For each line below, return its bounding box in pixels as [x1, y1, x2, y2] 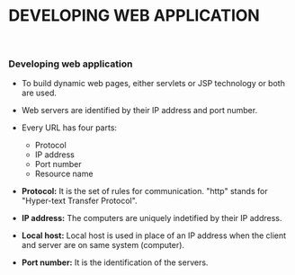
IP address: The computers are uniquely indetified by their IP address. [21, 213, 282, 224]
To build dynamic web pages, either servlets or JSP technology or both [21, 78, 285, 89]
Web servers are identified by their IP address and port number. [21, 105, 258, 116]
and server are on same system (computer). [21, 240, 185, 251]
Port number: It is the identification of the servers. [21, 257, 209, 268]
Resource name [34, 168, 94, 180]
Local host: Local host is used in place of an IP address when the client [21, 230, 287, 241]
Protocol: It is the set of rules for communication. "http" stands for [21, 186, 268, 197]
